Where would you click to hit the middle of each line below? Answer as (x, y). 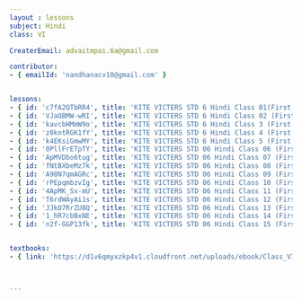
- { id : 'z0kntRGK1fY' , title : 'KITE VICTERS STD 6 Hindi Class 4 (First (151, 132)
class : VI (28, 34)
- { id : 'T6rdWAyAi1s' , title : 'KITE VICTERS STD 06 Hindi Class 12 (140, 199)
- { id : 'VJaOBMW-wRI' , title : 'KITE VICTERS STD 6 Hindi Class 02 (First (152, 116)
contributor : (34, 67)
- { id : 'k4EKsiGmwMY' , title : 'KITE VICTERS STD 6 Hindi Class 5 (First (151, 141)
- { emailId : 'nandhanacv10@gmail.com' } (88, 75)
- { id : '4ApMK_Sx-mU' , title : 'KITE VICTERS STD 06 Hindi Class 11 (140, 191)
